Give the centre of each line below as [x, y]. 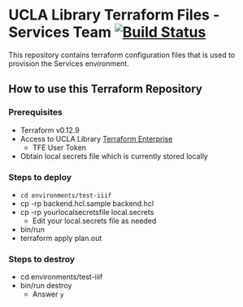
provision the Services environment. [69, 64]
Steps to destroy [42, 259]
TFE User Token [59, 147]
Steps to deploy [40, 177]
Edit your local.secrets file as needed [94, 221]
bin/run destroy [46, 286]
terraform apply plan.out [61, 238]
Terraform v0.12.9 [50, 130]
